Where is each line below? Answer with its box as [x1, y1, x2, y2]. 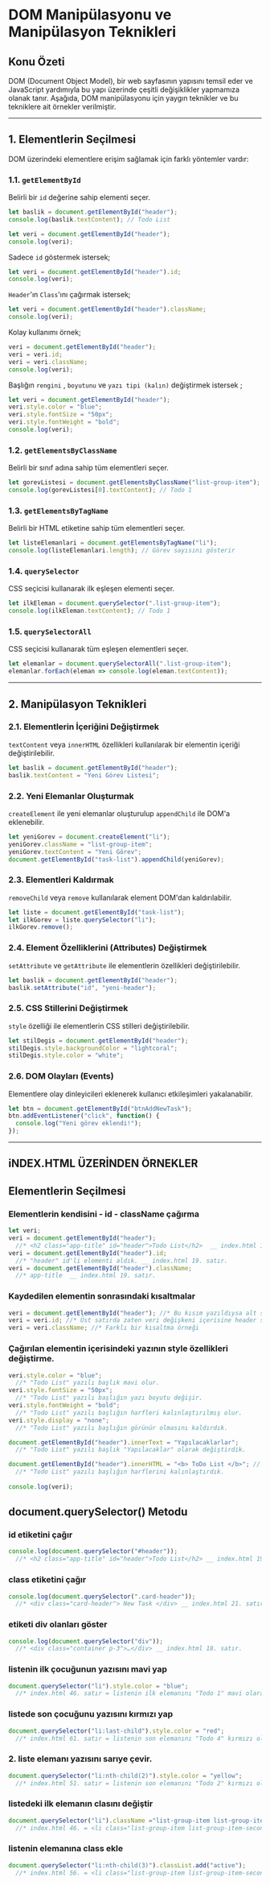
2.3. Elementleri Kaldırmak [8, 874, 114, 885]
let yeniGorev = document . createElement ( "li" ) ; [8, 832, 171, 841]
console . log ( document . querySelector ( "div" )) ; [8, 1637, 163, 1645]
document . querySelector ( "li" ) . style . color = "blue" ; [8, 1682, 189, 1690]
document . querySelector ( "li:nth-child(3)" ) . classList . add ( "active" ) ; [8, 1861, 247, 1870]
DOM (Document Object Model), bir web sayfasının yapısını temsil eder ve [8, 77, 253, 85]
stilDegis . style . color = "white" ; [8, 1051, 125, 1060]
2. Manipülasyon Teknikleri [8, 697, 147, 710]
